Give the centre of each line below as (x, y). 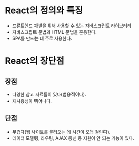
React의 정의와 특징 (44, 10)
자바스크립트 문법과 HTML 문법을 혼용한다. (54, 32)
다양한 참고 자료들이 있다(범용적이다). (49, 94)
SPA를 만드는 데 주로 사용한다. (42, 38)
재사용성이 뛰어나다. (32, 101)
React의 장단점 (34, 61)
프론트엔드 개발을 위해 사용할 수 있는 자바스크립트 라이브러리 (72, 26)
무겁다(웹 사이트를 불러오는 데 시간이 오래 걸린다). (61, 132)
